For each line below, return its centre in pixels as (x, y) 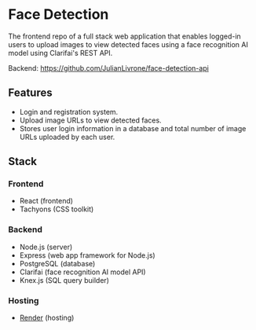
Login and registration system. (69, 112)
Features (30, 93)
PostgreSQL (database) (57, 263)
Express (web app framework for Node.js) (87, 255)
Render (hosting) (47, 318)
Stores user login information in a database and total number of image (133, 128)
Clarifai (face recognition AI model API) (83, 272)
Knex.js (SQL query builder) (64, 280)
